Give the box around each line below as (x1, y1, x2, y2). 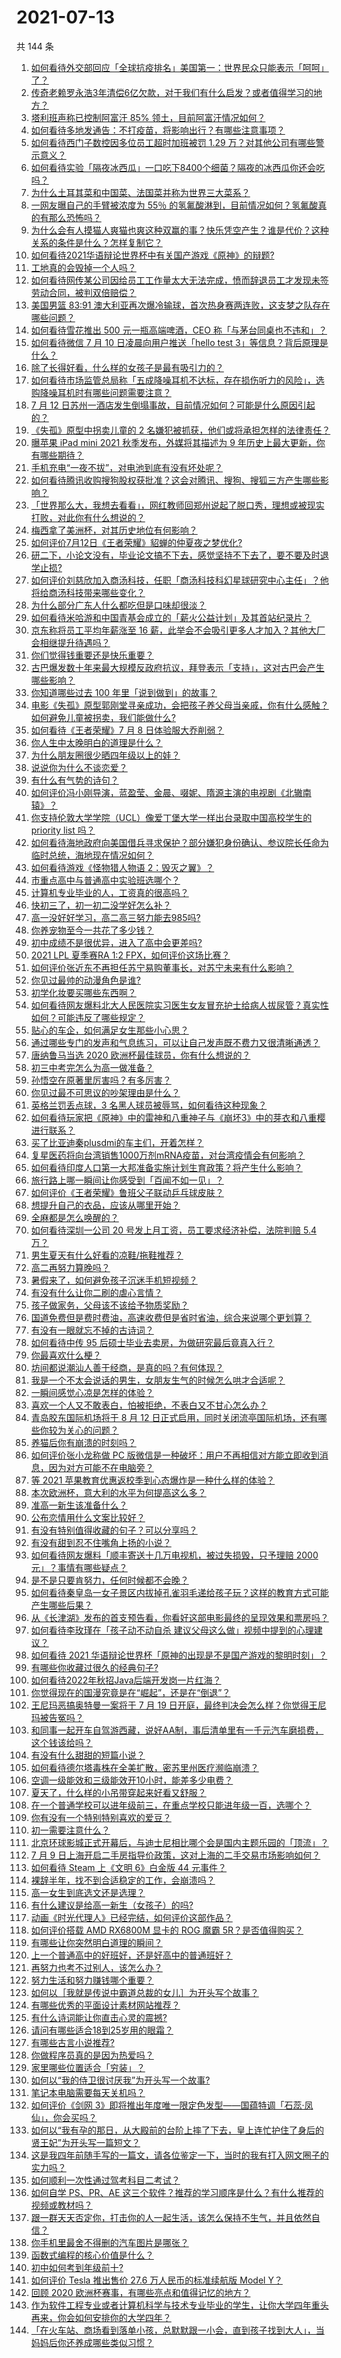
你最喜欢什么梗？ (30, 1349, 102, 1361)
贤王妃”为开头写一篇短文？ (30, 2136, 141, 2148)
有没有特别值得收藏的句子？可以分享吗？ (30, 1524, 198, 1536)
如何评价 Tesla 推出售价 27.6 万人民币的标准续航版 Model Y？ (30, 2274, 283, 2286)
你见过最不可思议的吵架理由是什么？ (30, 1086, 181, 1098)
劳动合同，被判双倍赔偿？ (30, 286, 137, 298)
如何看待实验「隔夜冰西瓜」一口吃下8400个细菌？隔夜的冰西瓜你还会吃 (30, 161, 326, 173)
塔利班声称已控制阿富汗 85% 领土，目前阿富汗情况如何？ (30, 111, 266, 123)
